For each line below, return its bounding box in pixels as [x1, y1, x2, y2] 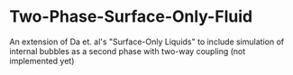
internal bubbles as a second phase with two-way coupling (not [9, 45, 246, 56]
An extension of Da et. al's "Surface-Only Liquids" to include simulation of [9, 36, 285, 47]
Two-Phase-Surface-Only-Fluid [9, 6, 253, 27]
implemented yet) [9, 55, 75, 66]
